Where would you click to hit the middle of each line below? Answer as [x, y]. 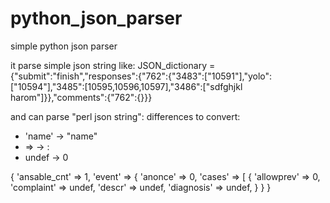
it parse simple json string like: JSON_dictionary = [113, 65]
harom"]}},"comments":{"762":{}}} [81, 97]
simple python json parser [64, 46]
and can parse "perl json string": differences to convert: [125, 116]
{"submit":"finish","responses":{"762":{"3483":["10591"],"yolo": [141, 76]
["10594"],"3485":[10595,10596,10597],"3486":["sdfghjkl [126, 86]
